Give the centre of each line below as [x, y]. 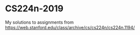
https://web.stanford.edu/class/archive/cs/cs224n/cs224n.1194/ [70, 27]
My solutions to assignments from [39, 22]
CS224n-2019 [34, 9]
